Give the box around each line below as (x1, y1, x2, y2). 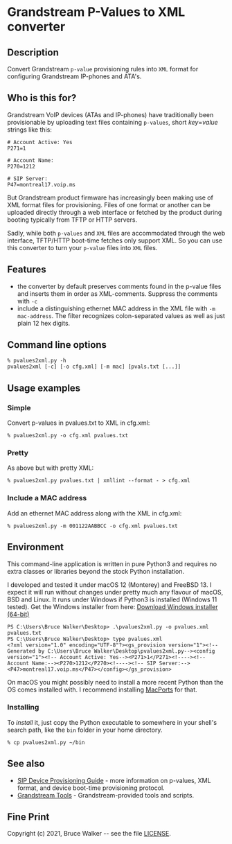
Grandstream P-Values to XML (7, 4, 186, 20)
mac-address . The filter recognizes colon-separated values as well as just (17, 311, 225, 319)
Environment (7, 541, 64, 553)
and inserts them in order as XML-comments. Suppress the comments (17, 289, 218, 298)
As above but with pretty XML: (7, 464, 94, 472)
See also (7, 758, 45, 770)
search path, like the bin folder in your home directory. (7, 726, 163, 734)
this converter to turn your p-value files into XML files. (7, 243, 158, 252)
